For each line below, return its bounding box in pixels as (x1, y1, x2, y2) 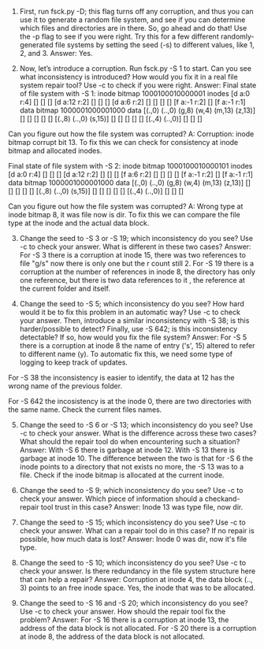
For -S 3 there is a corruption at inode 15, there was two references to (19, 250, 247, 259)
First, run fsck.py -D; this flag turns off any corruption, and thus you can (19, 7, 254, 16)
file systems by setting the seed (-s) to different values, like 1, (54, 40, 255, 50)
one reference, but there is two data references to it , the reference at (19, 276, 246, 284)
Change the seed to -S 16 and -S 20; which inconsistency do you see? (19, 599, 248, 607)
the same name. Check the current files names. (8, 405, 162, 414)
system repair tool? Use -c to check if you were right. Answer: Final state (19, 80, 257, 90)
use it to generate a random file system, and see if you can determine (19, 15, 246, 24)
